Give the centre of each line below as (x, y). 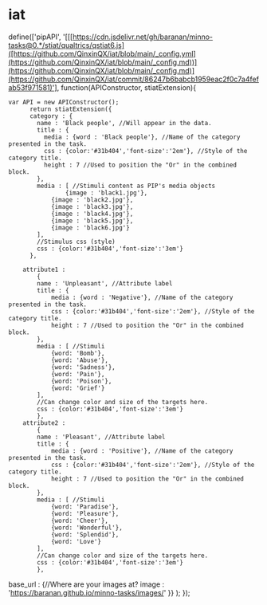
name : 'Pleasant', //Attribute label (101, 437)
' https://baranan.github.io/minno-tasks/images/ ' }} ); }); (99, 592)
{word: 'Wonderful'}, (87, 528)
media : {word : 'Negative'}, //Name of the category (142, 297)
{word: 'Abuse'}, (80, 360)
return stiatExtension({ (71, 109)
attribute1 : (44, 269)
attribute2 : (44, 423)
